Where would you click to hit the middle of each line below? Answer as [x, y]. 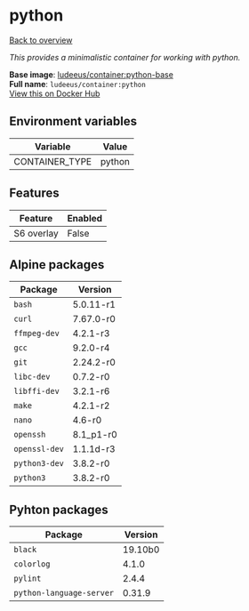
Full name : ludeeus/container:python [78, 84]
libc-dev [32, 377]
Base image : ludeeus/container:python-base [91, 74]
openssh [30, 435]
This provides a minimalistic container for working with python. [125, 57]
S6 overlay [36, 233]
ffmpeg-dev [36, 334]
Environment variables [73, 121]
